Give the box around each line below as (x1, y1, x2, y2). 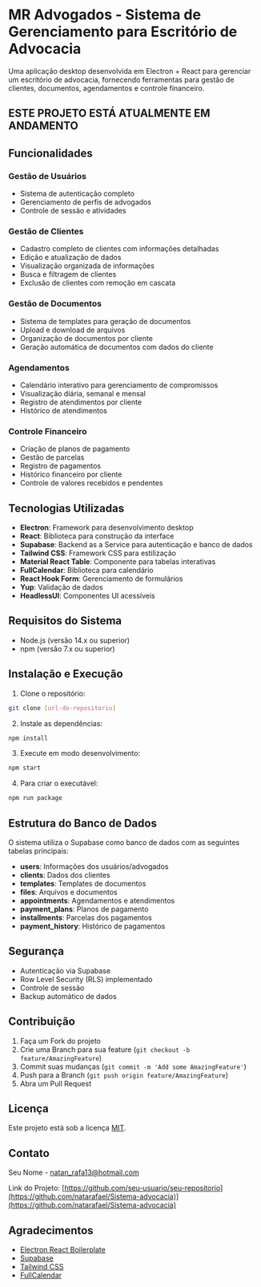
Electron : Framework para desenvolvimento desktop (19, 523, 194, 533)
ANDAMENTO (8, 119, 78, 133)
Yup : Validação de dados (19, 583, 103, 592)
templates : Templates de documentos (19, 879, 147, 888)
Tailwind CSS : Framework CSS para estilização (19, 548, 176, 558)
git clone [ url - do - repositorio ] (8, 704, 116, 712)
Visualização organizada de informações (19, 261, 155, 270)
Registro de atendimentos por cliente (19, 397, 143, 407)
